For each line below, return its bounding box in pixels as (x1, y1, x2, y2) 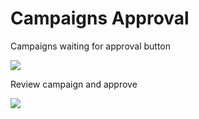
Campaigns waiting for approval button (10, 40, 172, 52)
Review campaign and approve (10, 78, 138, 90)
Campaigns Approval (10, 7, 190, 30)
